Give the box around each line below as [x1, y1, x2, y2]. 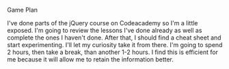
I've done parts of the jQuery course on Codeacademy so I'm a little [7, 19, 198, 27]
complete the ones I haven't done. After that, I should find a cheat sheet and [7, 33, 221, 42]
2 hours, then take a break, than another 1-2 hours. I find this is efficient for [7, 48, 219, 56]
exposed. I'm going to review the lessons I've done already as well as [7, 27, 202, 34]
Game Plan [7, 6, 38, 14]
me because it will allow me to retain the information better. [7, 55, 174, 64]
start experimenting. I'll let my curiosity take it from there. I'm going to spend [7, 41, 223, 49]
